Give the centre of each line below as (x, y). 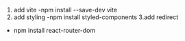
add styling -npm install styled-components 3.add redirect (96, 17)
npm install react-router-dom (54, 30)
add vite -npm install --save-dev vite (65, 10)
